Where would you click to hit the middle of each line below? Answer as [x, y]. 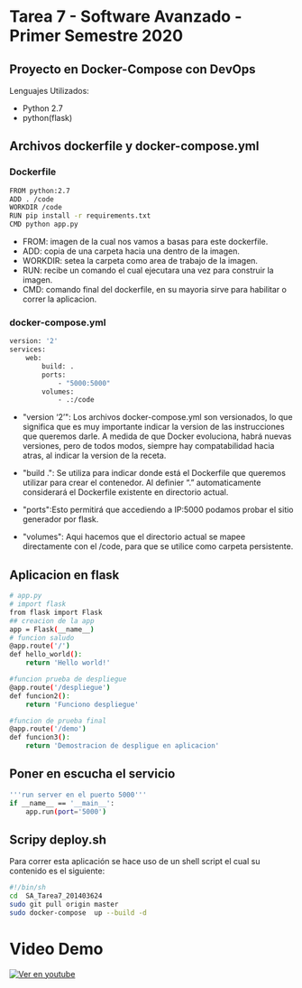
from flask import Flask [56, 612]
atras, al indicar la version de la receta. [94, 456]
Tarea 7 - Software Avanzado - [126, 17]
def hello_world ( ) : [46, 655]
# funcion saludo [42, 638]
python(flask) [47, 118]
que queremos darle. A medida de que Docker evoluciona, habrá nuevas [157, 436]
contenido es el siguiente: [57, 871]
